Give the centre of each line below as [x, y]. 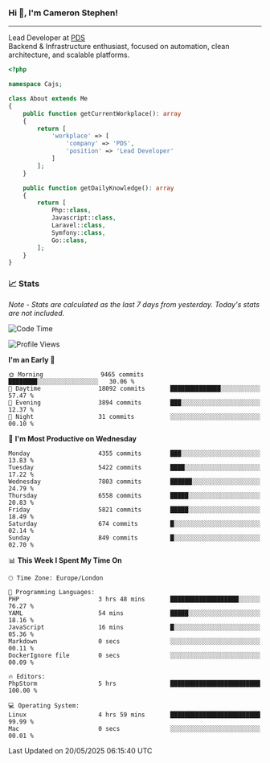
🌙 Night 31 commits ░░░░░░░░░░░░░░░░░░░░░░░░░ [135, 416]
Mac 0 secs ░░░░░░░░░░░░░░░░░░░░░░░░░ [135, 728]
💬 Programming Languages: [51, 592]
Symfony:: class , [78, 232]
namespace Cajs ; [35, 84]
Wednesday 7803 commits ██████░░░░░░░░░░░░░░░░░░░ [135, 482]
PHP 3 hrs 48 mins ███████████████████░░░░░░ [135, 599]
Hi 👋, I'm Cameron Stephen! [63, 13]
